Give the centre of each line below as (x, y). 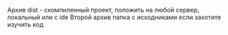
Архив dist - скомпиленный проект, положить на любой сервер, (103, 10)
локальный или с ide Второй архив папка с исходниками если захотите (114, 17)
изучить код (25, 24)
